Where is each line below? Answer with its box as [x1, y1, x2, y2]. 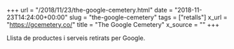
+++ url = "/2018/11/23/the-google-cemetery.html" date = [6, 6, 173, 14]
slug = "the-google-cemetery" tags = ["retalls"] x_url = [69, 13, 228, 21]
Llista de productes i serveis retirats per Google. [6, 34, 146, 42]
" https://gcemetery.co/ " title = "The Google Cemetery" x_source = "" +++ [6, 21, 220, 28]
